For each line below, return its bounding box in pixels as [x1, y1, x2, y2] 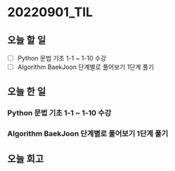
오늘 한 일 [7, 85, 46, 97]
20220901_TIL [7, 4, 93, 20]
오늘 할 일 [7, 34, 46, 46]
